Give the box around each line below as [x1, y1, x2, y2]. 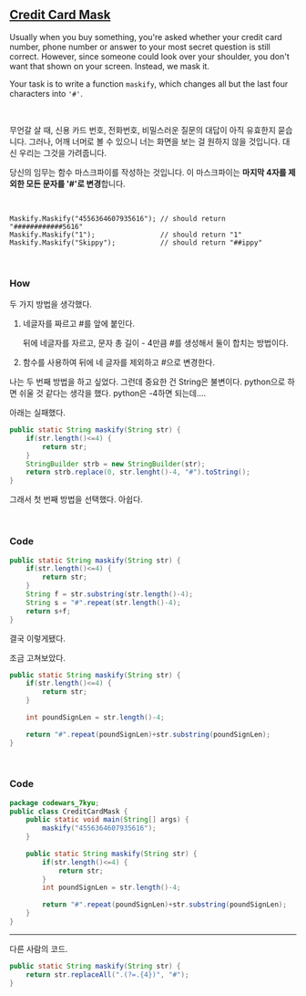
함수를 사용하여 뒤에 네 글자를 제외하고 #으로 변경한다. [22, 357, 216, 368]
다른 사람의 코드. [9, 943, 68, 954]
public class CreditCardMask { [9, 807, 128, 816]
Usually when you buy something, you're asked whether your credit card [9, 31, 282, 42]
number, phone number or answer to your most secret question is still [9, 41, 270, 52]
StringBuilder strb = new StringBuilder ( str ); [25, 459, 206, 468]
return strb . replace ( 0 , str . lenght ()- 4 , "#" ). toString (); [25, 467, 250, 477]
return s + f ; [25, 606, 71, 615]
